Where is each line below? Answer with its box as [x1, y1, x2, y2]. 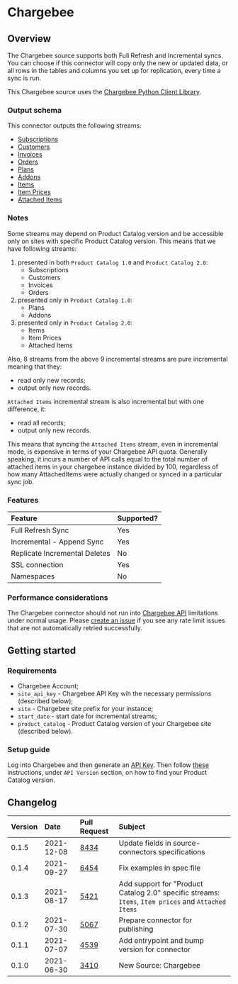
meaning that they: [7, 362, 62, 371]
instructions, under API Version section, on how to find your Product [7, 768, 208, 777]
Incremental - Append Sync [11, 537, 104, 547]
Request [79, 826, 108, 836]
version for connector [118, 944, 191, 954]
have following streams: [7, 244, 77, 252]
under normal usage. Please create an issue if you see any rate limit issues [7, 616, 225, 625]
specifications [158, 846, 205, 856]
